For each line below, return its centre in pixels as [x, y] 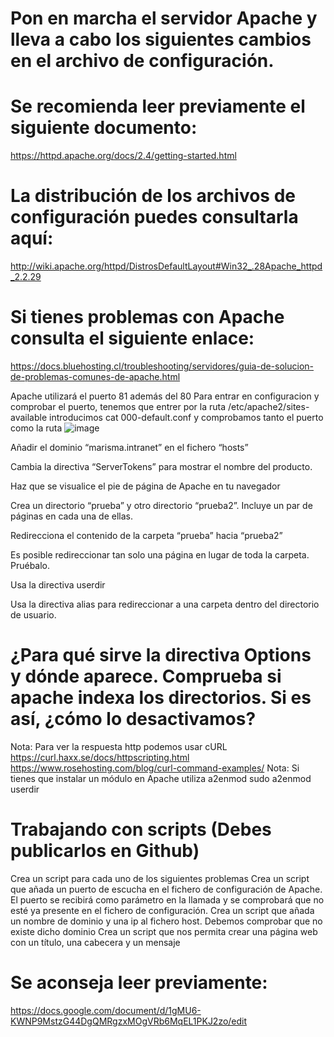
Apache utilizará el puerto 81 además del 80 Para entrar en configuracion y [165, 396]
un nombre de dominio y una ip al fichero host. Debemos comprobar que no [166, 921]
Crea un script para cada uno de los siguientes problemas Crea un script [160, 878]
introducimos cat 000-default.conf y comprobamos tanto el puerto [186, 417]
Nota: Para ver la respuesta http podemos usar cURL [119, 746]
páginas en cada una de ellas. [71, 516]
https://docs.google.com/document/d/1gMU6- [106, 1010]
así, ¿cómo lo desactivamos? [133, 719]
